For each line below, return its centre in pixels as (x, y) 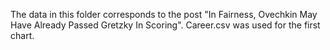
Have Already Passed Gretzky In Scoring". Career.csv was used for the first (165, 25)
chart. (22, 35)
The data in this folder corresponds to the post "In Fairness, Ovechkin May (164, 14)
